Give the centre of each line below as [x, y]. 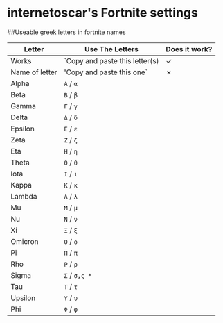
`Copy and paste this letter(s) [111, 60]
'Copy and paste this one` [106, 72]
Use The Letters [111, 49]
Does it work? [189, 49]
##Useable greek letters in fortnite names [66, 32]
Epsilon [23, 129]
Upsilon [23, 298]
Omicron [25, 241]
